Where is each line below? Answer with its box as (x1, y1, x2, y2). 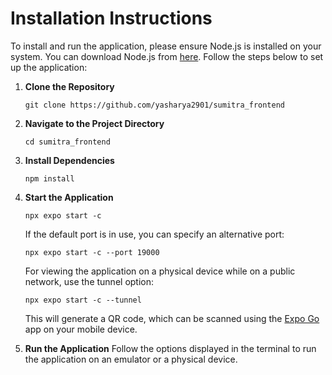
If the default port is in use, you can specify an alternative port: (24, 228, 285, 240)
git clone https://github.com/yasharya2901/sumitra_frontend (24, 100, 286, 110)
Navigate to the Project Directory (24, 117, 165, 129)
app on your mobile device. (24, 323, 138, 335)
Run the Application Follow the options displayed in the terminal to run (24, 342, 317, 354)
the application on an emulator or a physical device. (24, 353, 238, 365)
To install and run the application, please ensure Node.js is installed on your (10, 40, 322, 52)
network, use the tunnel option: (24, 275, 155, 287)
